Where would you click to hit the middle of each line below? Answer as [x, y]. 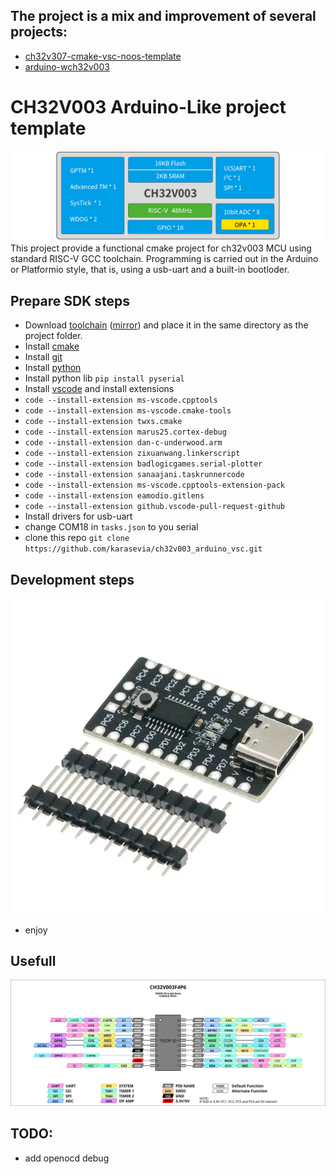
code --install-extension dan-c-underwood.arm [123, 443]
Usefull [33, 961]
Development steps [72, 579]
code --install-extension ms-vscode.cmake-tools [128, 411]
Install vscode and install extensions [99, 389]
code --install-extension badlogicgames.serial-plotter [143, 464]
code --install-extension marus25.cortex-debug [125, 432]
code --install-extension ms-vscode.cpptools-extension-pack [155, 485]
